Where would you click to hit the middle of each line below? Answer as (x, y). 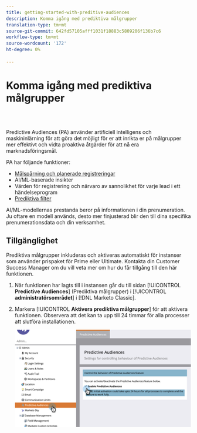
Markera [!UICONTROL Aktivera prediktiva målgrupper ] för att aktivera (101, 309)
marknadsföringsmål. (32, 150)
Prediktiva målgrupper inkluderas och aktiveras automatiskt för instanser (94, 255)
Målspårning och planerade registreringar (65, 173)
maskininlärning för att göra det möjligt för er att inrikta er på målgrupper (94, 138)
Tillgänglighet (32, 241)
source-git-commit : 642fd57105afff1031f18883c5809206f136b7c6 (84, 31)
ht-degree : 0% (23, 50)
